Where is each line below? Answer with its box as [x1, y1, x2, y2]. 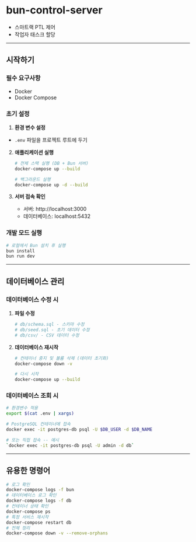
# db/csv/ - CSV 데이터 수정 [14, 332, 80, 338]
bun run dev [6, 253, 35, 259]
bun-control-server [6, 4, 103, 17]
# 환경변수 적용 [6, 405, 38, 411]
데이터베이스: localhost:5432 [23, 213, 91, 220]
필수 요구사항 [6, 74, 41, 82]
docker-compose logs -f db [6, 498, 72, 504]
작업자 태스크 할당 [14, 30, 55, 38]
